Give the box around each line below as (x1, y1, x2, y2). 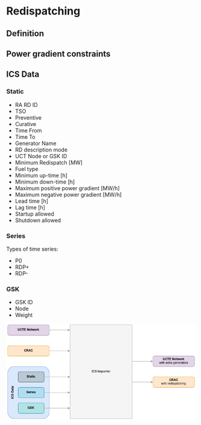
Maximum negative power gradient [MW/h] (14, 191, 122, 198)
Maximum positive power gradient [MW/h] (14, 184, 120, 191)
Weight (14, 312, 33, 319)
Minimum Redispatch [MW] (14, 159, 83, 166)
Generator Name (14, 139, 57, 147)
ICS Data (6, 69, 40, 80)
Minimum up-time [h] (14, 171, 68, 179)
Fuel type (14, 165, 39, 173)
